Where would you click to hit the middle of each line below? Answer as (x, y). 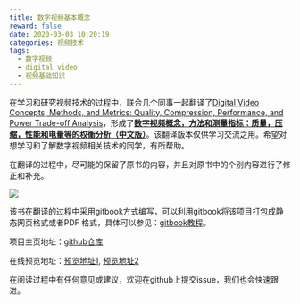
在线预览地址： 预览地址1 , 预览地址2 (75, 260)
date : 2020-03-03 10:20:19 (59, 34)
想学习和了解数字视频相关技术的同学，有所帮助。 (99, 145)
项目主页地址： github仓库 (56, 241)
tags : (19, 51)
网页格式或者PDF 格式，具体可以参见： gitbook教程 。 (114, 222)
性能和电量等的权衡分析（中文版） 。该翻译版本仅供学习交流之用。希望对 (156, 134)
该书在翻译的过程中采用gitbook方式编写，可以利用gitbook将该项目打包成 (143, 211)
